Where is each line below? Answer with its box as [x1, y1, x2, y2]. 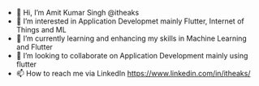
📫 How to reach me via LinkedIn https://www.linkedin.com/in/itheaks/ [15, 69, 251, 78]
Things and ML [15, 25, 67, 34]
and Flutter [15, 42, 53, 52]
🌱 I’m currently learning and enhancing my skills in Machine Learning [15, 33, 248, 43]
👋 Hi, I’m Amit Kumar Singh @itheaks [15, 8, 140, 17]
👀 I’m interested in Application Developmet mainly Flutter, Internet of [15, 16, 245, 26]
